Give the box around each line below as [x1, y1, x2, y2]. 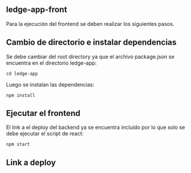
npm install [6, 92, 35, 98]
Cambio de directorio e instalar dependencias [6, 38, 177, 48]
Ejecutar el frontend [6, 108, 81, 118]
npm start [6, 141, 31, 148]
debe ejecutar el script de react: [6, 130, 84, 137]
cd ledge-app [6, 71, 38, 76]
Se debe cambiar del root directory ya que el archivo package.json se [6, 53, 175, 60]
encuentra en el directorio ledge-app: [6, 59, 97, 66]
